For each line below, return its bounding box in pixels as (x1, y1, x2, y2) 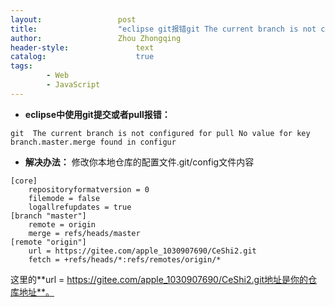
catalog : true (10, 52, 155, 62)
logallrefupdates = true (28, 202, 132, 212)
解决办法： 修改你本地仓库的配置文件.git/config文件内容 (24, 156, 255, 168)
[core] (10, 176, 38, 186)
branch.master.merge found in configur (10, 137, 177, 147)
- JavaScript (46, 80, 101, 90)
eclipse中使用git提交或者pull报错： (24, 108, 171, 120)
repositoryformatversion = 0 (28, 184, 150, 195)
